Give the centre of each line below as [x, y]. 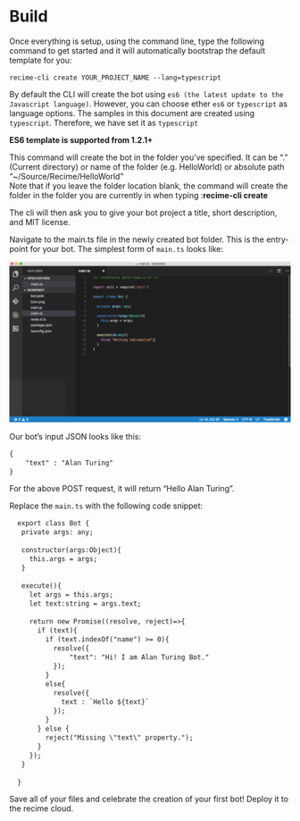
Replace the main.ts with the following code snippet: [106, 506]
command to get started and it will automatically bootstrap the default [137, 50]
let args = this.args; [71, 595]
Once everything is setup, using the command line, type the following [137, 41]
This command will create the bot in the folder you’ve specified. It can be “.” [149, 157]
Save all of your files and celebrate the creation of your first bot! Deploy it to [149, 799]
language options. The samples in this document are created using [132, 113]
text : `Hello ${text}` [105, 702]
